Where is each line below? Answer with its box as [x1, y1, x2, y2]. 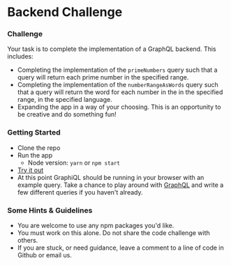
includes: [7, 52, 33, 61]
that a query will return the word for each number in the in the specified [17, 88, 223, 96]
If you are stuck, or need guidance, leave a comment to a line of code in [17, 243, 225, 252]
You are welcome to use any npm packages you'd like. [17, 221, 174, 230]
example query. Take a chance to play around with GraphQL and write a [17, 181, 224, 189]
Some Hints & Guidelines [7, 205, 93, 215]
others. [17, 236, 38, 245]
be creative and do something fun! [17, 110, 117, 119]
